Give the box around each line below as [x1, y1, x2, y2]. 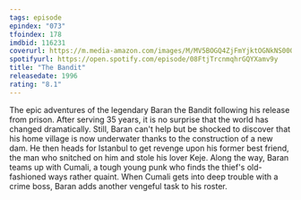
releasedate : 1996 [9, 72, 78, 81]
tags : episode [9, 13, 63, 22]
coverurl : [9, 47, 47, 56]
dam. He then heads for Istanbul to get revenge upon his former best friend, [9, 143, 289, 153]
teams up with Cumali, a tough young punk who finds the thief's [9, 161, 245, 172]
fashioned [9, 171, 47, 182]
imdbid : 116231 [9, 38, 66, 48]
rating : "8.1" [9, 80, 63, 89]
